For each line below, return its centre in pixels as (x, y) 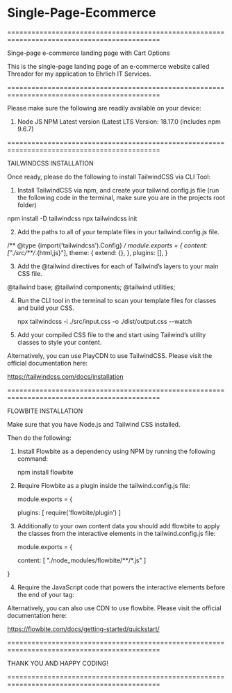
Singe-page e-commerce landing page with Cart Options (89, 53)
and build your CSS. (46, 308)
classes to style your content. (59, 342)
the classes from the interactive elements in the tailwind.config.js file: (116, 533)
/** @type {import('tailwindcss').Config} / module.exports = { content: (108, 245)
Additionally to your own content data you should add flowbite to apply (118, 525)
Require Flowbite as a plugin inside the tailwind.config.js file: (104, 485)
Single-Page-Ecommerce (82, 13)
